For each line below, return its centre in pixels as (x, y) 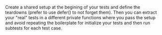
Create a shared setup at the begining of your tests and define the (73, 7)
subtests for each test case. (34, 28)
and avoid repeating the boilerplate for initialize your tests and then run (78, 23)
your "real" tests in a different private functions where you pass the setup (80, 17)
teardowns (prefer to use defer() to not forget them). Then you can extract (81, 12)
